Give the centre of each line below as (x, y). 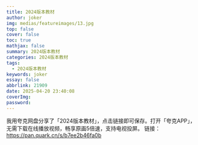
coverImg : (19, 97)
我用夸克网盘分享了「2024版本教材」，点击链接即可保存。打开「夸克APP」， (101, 121)
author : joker (24, 18)
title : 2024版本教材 (30, 12)
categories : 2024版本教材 (37, 57)
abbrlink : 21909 (27, 86)
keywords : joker (27, 74)
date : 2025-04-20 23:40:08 (41, 91)
